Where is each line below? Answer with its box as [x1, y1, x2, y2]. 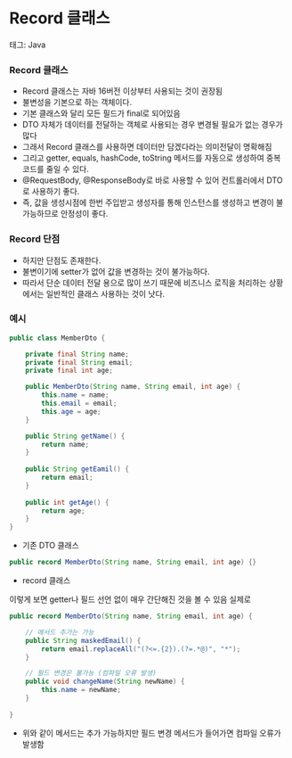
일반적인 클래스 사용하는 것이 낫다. [45, 288, 166, 299]
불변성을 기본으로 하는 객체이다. [21, 97, 132, 108]
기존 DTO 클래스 [21, 540, 80, 551]
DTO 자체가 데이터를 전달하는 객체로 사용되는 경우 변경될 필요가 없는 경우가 [21, 119, 283, 130]
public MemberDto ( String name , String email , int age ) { [25, 383, 241, 391]
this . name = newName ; [41, 686, 122, 695]
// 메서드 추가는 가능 [25, 628, 94, 637]
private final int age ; [25, 367, 114, 375]
